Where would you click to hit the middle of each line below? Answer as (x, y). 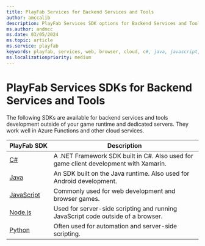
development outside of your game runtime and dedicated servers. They (98, 124)
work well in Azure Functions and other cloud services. (75, 130)
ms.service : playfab (33, 46)
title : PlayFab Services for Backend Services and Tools (80, 12)
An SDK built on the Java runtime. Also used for (121, 173)
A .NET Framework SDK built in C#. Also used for (123, 156)
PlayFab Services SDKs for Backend (99, 88)
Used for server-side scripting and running (115, 208)
